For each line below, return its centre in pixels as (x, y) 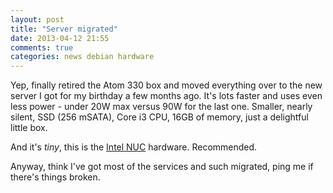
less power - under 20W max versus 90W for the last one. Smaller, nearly (161, 107)
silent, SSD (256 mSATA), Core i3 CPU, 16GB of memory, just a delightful (159, 117)
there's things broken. (55, 177)
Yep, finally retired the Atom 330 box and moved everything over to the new (166, 85)
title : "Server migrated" (64, 29)
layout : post (37, 19)
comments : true (42, 47)
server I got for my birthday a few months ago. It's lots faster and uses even (166, 96)
